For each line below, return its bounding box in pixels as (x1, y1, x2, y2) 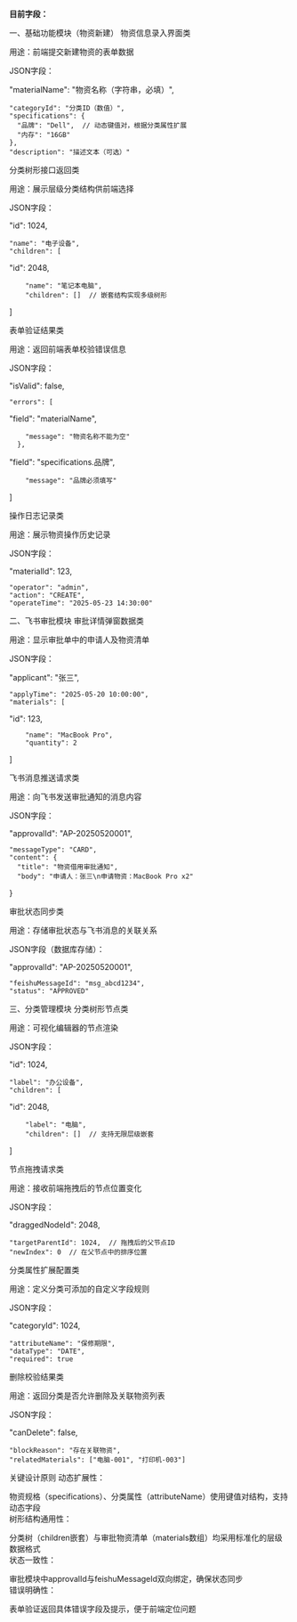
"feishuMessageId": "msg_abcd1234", (9, 979, 145, 988)
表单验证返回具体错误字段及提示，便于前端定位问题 (9, 1603, 197, 1614)
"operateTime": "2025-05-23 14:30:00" (9, 599, 153, 607)
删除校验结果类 (9, 1372, 64, 1382)
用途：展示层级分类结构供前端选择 (9, 183, 134, 194)
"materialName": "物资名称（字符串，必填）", (9, 85, 175, 94)
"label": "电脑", (25, 1121, 87, 1129)
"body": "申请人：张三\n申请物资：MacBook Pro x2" (17, 872, 194, 881)
